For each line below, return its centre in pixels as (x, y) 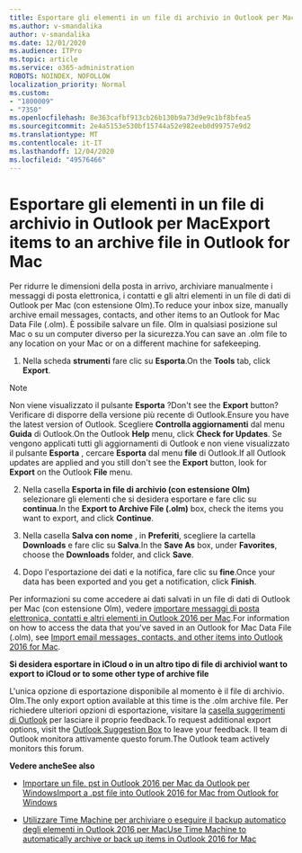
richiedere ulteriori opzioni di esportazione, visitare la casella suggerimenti (147, 710)
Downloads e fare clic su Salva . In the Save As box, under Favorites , (150, 546)
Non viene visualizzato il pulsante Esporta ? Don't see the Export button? (144, 405)
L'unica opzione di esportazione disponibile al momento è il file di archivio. (147, 691)
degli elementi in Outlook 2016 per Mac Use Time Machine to (134, 830)
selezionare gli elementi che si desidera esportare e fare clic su (139, 499)
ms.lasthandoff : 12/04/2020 (62, 151)
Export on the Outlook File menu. (71, 472)
